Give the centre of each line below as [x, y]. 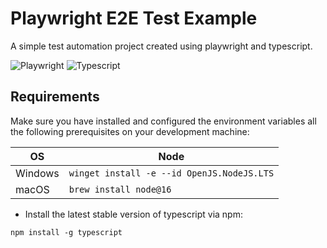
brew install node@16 [120, 189]
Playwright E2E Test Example [134, 18]
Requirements [55, 97]
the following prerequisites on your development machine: [130, 131]
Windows [37, 173]
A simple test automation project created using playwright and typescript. [161, 46]
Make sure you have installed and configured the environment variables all [163, 121]
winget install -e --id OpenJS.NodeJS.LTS [171, 173]
